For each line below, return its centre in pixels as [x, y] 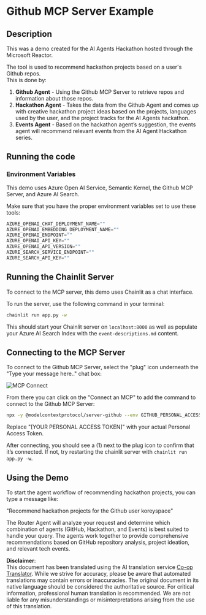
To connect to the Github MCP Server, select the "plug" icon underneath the [103, 367]
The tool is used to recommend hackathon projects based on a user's [94, 67]
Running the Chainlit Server [60, 277]
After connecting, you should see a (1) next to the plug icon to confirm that [100, 445]
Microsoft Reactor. [30, 55]
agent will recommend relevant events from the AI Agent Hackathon [101, 131]
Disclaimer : [21, 560]
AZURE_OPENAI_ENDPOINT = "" [39, 235]
